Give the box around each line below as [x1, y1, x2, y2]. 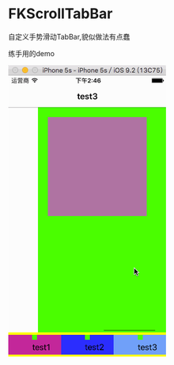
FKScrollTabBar [8, 5, 113, 23]
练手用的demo [8, 48, 55, 58]
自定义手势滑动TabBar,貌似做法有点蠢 [8, 32, 130, 41]
